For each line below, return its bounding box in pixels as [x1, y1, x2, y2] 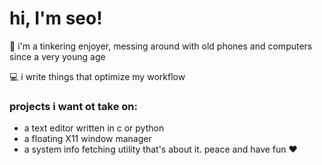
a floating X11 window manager [23, 133, 152, 145]
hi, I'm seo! [9, 7, 103, 30]
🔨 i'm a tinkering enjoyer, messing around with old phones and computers [9, 40, 313, 52]
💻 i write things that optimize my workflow [9, 70, 186, 82]
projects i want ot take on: [9, 99, 138, 113]
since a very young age [9, 50, 106, 62]
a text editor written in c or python [23, 122, 165, 134]
